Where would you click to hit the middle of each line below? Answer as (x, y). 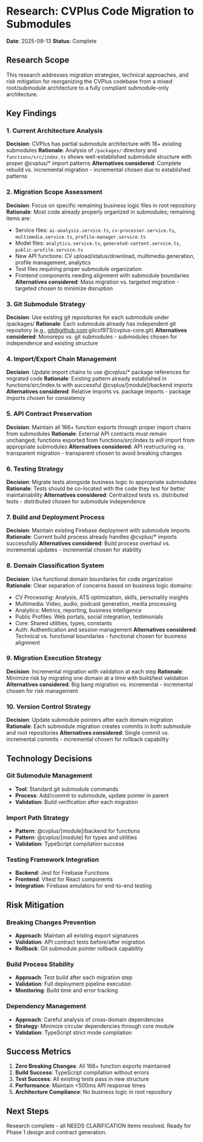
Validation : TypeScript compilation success (69, 844)
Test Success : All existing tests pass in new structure (82, 1079)
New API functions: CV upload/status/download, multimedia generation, (105, 256)
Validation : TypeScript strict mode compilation (73, 1032)
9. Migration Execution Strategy (54, 658)
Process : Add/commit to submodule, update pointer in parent (92, 795)
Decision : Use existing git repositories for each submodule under (88, 317)
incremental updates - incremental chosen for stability (74, 550)
